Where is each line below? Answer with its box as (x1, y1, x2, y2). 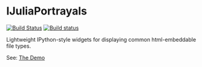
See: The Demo (6, 54, 45, 61)
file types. (6, 42, 31, 49)
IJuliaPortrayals (6, 4, 88, 18)
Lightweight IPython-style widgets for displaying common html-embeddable (6, 36, 197, 43)
